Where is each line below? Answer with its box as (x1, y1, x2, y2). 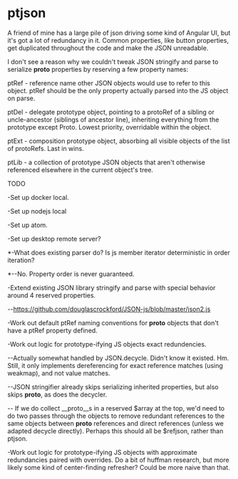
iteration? (7, 256, 35, 264)
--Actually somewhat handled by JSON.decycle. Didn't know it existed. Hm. (7, 354, 229, 362)
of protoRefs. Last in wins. (7, 144, 84, 152)
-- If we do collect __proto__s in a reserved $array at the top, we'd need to (7, 404, 225, 412)
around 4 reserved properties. (7, 290, 96, 300)
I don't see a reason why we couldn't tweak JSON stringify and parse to (7, 57, 219, 65)
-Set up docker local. (7, 193, 69, 201)
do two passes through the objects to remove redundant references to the (7, 411, 225, 420)
